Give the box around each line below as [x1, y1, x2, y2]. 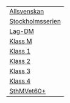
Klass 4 [9, 77, 31, 85]
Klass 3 [9, 67, 31, 75]
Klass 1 [9, 47, 31, 55]
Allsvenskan [9, 7, 44, 15]
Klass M [9, 37, 32, 45]
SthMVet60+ [9, 87, 46, 95]
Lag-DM [9, 27, 35, 36]
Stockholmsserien [9, 17, 61, 25]
